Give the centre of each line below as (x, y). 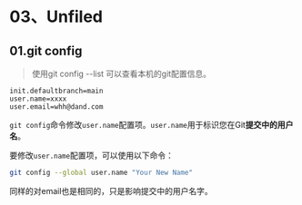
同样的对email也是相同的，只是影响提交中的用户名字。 (111, 190)
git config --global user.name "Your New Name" (101, 172)
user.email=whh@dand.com (56, 107)
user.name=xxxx (38, 99)
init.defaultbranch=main (56, 91)
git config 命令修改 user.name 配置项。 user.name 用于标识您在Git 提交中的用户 (151, 125)
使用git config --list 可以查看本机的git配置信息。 (121, 73)
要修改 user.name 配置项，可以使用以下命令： (92, 155)
